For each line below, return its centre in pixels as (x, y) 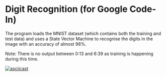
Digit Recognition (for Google (66, 9)
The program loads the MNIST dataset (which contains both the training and (83, 33)
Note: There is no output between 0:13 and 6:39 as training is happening (79, 54)
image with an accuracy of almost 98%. (46, 44)
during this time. (22, 59)
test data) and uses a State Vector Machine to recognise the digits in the (79, 39)
